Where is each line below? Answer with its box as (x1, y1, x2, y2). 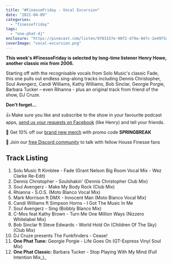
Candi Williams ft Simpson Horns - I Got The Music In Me (13, 200, 133, 206)
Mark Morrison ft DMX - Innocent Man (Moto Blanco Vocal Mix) (13, 195, 147, 201)
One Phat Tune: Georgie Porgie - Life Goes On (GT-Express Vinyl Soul (13, 238, 161, 244)
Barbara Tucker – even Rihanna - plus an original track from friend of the (6, 86, 159, 92)
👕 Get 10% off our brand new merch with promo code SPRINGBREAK (6, 129, 152, 135)
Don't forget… (6, 102, 37, 108)
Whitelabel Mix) (13, 216, 46, 222)
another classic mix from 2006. (6, 60, 74, 66)
